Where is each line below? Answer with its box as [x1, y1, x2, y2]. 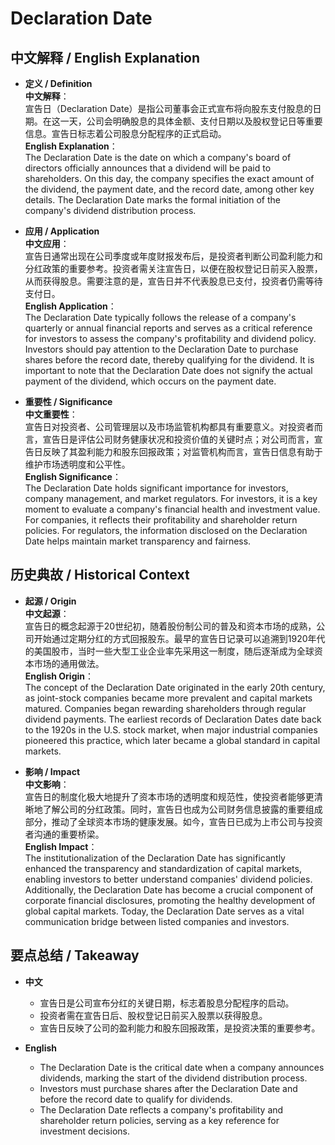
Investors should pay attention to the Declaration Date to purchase [24, 343, 299, 355]
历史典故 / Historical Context [10, 567, 190, 584]
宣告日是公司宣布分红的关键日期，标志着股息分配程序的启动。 [39, 997, 295, 1009]
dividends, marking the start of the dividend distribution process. [39, 1072, 308, 1084]
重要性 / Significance [24, 396, 113, 407]
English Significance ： [24, 471, 122, 482]
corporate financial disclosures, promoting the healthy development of [24, 894, 316, 906]
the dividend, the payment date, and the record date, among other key [24, 183, 315, 195]
